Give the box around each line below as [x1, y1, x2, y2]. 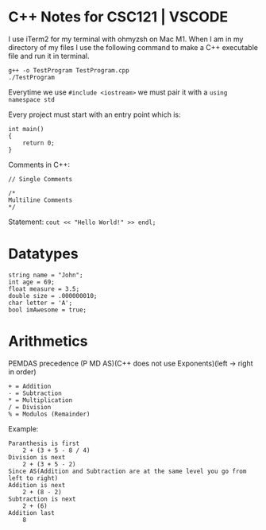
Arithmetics [8, 332, 89, 350]
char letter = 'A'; [8, 299, 73, 307]
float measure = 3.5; [8, 284, 80, 293]
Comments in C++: [8, 160, 70, 169]
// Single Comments [8, 175, 73, 183]
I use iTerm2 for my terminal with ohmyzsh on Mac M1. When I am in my [8, 34, 244, 44]
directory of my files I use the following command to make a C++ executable [8, 42, 258, 52]
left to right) [8, 474, 59, 482]
